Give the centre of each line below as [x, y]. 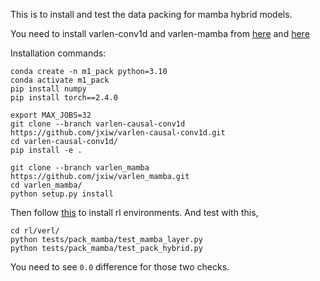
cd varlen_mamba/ [46, 185]
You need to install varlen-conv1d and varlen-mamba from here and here [160, 33]
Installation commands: [58, 53]
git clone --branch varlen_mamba [80, 168]
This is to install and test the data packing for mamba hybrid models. [151, 14]
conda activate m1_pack [60, 80]
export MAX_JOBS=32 [51, 115]
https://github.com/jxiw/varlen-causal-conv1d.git [118, 133]
